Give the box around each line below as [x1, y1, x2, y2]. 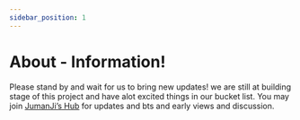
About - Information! [9, 51, 166, 72]
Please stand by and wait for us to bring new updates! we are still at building [9, 81, 292, 92]
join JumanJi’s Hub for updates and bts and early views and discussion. [9, 100, 275, 111]
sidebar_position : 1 [9, 13, 87, 22]
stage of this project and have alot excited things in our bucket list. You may [9, 90, 290, 101]
